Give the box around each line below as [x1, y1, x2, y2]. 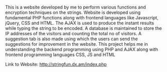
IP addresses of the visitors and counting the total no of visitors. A [5, 31, 142, 36]
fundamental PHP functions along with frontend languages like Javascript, [5, 15, 159, 20]
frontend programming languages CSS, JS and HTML [5, 52, 115, 58]
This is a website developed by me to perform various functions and [5, 4, 146, 10]
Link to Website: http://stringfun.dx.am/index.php [5, 62, 107, 67]
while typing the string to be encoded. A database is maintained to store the [5, 25, 162, 31]
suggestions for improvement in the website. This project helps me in [5, 41, 148, 47]
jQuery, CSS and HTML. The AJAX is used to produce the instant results [5, 20, 154, 26]
